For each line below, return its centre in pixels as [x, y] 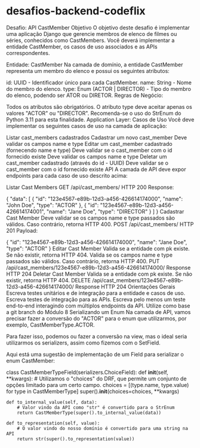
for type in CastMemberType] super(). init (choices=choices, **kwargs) [93, 391]
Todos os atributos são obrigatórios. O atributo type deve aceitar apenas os [99, 106]
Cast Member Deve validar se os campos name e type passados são [90, 218]
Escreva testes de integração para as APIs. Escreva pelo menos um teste [96, 299]
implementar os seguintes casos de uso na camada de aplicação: [87, 126]
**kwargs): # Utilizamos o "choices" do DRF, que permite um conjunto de [96, 379]
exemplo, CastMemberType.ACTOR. [50, 325]
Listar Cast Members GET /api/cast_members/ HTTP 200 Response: [90, 187]
